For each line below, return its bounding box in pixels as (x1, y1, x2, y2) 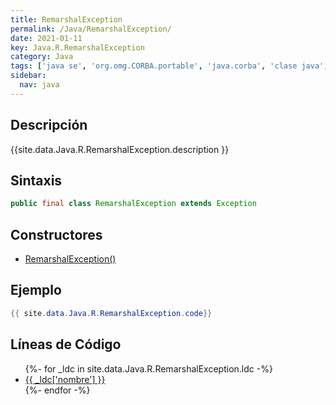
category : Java (10, 52, 74, 62)
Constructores (10, 226, 103, 243)
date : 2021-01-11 (10, 33, 83, 43)
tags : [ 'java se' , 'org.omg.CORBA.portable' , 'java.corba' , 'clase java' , (10, 61, 329, 71)
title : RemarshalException (10, 14, 123, 25)
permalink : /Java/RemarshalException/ (10, 24, 172, 34)
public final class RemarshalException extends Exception (10, 199, 257, 209)
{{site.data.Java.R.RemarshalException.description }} (10, 143, 230, 155)
